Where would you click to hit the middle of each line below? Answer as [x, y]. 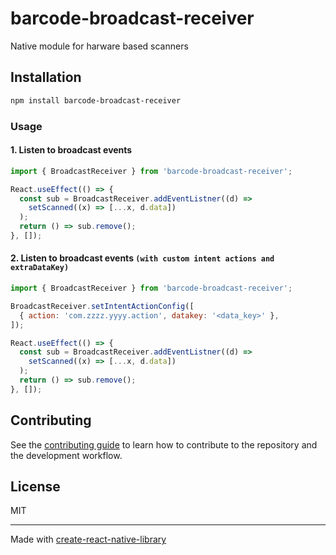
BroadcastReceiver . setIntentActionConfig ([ [102, 306]
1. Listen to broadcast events [71, 150]
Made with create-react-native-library [88, 539]
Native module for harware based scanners [99, 46]
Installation [46, 77]
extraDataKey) [40, 268]
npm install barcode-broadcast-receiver [96, 100]
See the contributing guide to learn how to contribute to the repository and [164, 444]
